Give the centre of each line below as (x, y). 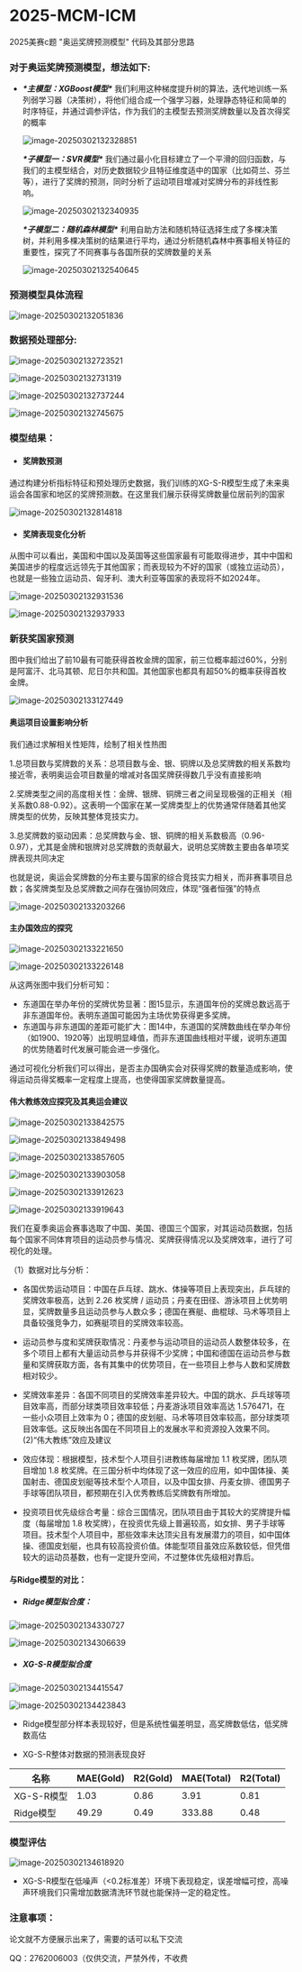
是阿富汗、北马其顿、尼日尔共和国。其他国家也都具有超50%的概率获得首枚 (148, 671)
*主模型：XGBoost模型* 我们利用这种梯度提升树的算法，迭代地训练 (147, 89)
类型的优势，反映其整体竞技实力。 (80, 816)
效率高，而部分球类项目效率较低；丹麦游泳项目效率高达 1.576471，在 (158, 1406)
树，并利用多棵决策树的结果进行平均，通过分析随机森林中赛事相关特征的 (156, 241)
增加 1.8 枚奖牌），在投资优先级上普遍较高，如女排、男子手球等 (169, 1523)
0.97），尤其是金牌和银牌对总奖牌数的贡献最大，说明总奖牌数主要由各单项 (145, 846)
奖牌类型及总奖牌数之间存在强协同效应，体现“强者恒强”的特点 (147, 888)
